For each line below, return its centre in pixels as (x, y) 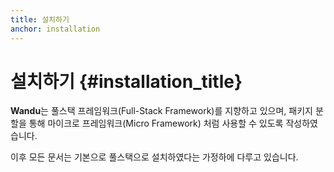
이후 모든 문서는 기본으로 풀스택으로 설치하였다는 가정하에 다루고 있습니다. (154, 157)
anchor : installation (55, 29)
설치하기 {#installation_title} (126, 81)
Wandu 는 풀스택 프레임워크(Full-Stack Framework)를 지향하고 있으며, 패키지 (161, 111)
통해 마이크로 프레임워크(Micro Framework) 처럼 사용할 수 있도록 (156, 123)
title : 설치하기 (40, 19)
